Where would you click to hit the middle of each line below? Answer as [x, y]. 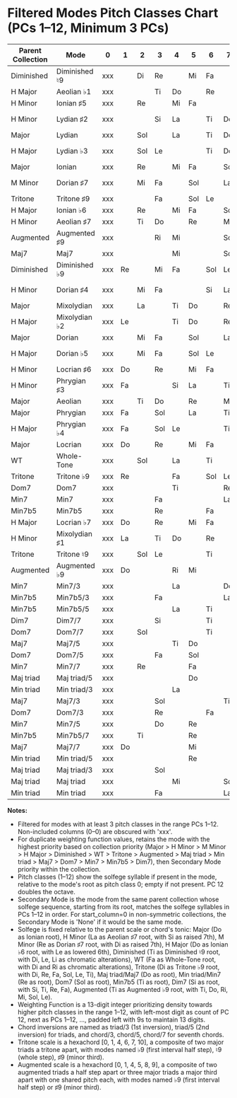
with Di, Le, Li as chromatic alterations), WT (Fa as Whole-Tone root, [117, 959]
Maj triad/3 [74, 770]
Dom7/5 [70, 654]
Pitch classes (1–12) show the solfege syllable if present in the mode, [117, 877]
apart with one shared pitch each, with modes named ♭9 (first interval [119, 1080]
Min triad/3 [74, 689]
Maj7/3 [68, 700]
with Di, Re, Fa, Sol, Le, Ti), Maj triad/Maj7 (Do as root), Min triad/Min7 [119, 974]
